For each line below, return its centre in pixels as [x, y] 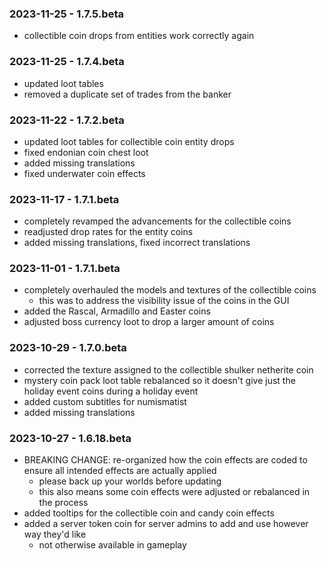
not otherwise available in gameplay [112, 545]
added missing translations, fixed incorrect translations [137, 243]
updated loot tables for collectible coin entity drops [129, 141]
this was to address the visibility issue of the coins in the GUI [164, 301]
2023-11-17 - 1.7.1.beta [64, 199]
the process [63, 503]
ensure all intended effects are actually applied [120, 471]
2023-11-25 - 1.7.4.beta [67, 62]
